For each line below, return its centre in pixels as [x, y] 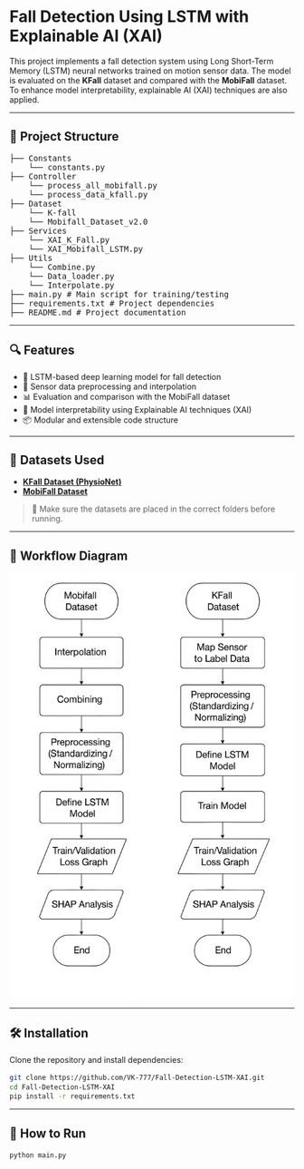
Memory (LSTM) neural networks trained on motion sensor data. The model [150, 71]
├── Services [38, 230]
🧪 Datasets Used [57, 460]
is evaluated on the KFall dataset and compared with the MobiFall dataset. [148, 80]
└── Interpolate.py [71, 285]
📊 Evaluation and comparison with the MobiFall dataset [126, 396]
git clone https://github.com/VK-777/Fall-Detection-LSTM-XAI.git [137, 1077]
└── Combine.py [62, 267]
